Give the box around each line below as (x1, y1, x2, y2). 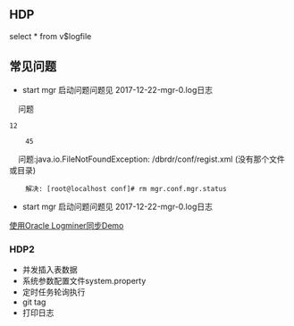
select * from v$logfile (9, 30, 92, 41)
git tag (21, 297, 46, 307)
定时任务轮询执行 (21, 286, 86, 297)
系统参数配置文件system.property (21, 275, 147, 286)
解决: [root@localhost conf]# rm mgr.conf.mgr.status (25, 184, 227, 193)
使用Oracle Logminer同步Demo (9, 220, 124, 230)
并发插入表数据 (21, 263, 78, 275)
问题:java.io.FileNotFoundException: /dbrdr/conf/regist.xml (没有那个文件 (17, 154, 286, 164)
